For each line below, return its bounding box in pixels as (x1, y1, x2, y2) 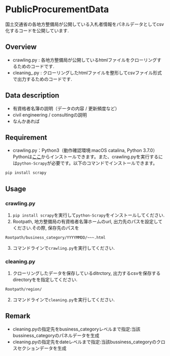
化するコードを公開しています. (5, 27, 69, 34)
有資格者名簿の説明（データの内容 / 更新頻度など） (12, 105, 120, 111)
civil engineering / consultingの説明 (12, 111, 88, 118)
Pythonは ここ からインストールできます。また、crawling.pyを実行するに (12, 154, 163, 160)
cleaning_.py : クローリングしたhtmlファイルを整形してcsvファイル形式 (12, 69, 162, 76)
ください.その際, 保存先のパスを (12, 225, 79, 231)
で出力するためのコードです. (12, 76, 72, 82)
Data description (5, 91, 60, 100)
